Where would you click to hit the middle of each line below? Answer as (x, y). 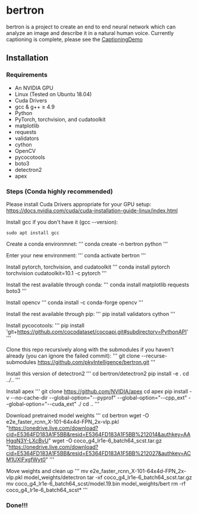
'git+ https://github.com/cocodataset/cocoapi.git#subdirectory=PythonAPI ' (97, 331)
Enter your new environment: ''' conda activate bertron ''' (76, 255)
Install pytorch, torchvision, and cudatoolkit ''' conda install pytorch (88, 267)
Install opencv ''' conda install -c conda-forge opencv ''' (75, 302)
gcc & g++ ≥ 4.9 (35, 107)
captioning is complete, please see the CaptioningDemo (75, 39)
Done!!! (17, 505)
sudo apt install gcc (33, 233)
